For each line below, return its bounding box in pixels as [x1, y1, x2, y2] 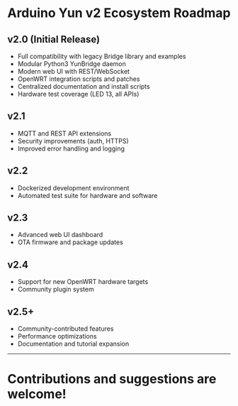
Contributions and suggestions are [7, 371, 217, 388]
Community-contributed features [17, 324, 114, 333]
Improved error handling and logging [17, 144, 125, 153]
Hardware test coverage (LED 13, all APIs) [17, 90, 140, 98]
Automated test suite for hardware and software [17, 191, 158, 199]
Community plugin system [17, 285, 94, 294]
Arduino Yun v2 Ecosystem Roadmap [7, 5, 232, 21]
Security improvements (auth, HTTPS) [17, 136, 129, 145]
